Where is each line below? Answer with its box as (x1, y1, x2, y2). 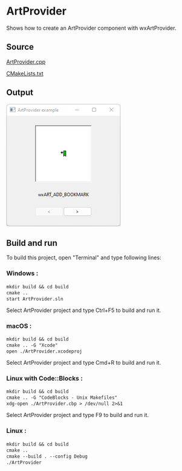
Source (6, 42, 34, 52)
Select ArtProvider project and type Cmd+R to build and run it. (6, 359, 161, 366)
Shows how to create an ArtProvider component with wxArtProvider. (6, 24, 177, 32)
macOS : (6, 322, 32, 330)
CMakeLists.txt (6, 70, 44, 77)
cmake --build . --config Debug (6, 453, 88, 459)
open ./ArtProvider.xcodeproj (6, 348, 83, 354)
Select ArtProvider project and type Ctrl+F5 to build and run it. (6, 307, 161, 314)
